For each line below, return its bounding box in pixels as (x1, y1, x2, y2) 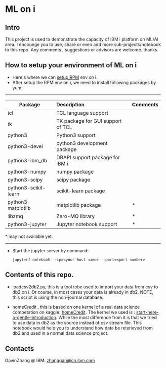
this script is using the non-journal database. (12, 294, 104, 300)
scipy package (56, 176, 90, 183)
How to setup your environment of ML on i (5, 61, 137, 70)
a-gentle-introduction (12, 314, 56, 320)
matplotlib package (56, 201, 101, 208)
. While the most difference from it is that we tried (56, 314, 157, 320)
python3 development (56, 139, 108, 146)
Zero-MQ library (56, 213, 95, 220)
